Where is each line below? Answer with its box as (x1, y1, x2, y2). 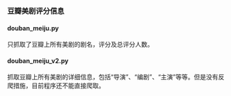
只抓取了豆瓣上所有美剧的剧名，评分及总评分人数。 (7, 40, 154, 49)
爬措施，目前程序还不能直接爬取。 (7, 81, 105, 90)
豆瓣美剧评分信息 (7, 6, 65, 15)
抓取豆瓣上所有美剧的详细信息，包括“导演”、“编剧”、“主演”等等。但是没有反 (7, 73, 225, 81)
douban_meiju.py (7, 24, 59, 32)
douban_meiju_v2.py (7, 56, 69, 65)
